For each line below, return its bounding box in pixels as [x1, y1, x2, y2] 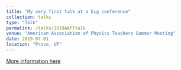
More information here [6, 57, 61, 65]
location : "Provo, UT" [6, 42, 62, 48]
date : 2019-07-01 [6, 36, 49, 42]
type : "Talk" [6, 19, 38, 25]
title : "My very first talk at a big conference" [6, 8, 131, 15]
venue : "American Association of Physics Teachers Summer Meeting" [6, 31, 176, 36]
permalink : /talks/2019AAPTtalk [6, 25, 86, 31]
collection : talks [6, 14, 51, 20]
